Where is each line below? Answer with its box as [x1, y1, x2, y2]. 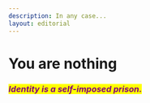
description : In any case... [8, 11, 107, 20]
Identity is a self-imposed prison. [8, 83, 143, 94]
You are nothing [8, 54, 118, 73]
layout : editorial [8, 19, 71, 28]
